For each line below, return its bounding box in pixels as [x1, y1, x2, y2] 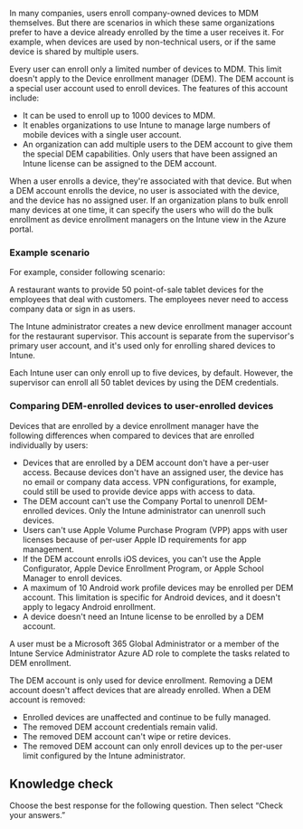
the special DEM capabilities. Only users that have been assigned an [22, 148, 278, 159]
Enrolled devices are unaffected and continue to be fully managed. [22, 711, 271, 722]
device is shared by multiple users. [9, 46, 139, 57]
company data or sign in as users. [9, 303, 136, 315]
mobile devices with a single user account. [22, 129, 183, 139]
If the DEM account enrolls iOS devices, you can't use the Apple [22, 553, 261, 564]
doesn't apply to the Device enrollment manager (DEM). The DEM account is [9, 73, 294, 84]
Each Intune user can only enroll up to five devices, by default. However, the [9, 367, 294, 378]
